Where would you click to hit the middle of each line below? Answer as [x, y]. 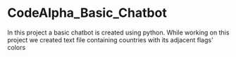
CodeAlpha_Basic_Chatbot [87, 13]
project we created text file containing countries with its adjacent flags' [110, 39]
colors [17, 47]
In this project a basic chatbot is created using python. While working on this [118, 32]
